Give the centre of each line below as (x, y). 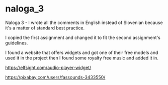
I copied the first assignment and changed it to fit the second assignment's (83, 37)
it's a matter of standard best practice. (45, 27)
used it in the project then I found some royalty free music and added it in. (82, 57)
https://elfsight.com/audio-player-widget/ (48, 67)
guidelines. (17, 42)
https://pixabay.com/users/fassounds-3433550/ (55, 77)
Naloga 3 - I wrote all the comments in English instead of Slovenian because (84, 22)
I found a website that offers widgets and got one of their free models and (82, 52)
